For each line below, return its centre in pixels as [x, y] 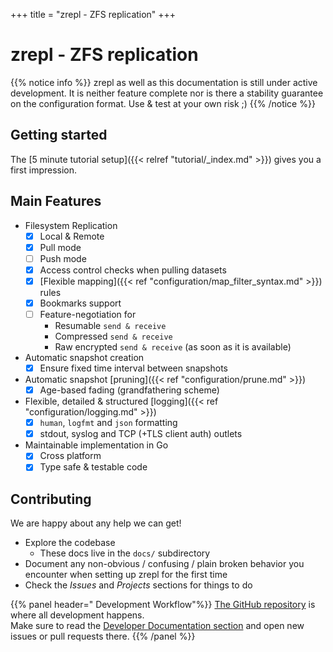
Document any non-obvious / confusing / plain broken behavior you [164, 564]
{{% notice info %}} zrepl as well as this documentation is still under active [164, 82]
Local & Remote [72, 236]
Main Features [56, 201]
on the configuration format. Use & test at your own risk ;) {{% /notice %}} [163, 103]
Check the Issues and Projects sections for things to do [138, 585]
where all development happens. [77, 615]
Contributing [51, 499]
